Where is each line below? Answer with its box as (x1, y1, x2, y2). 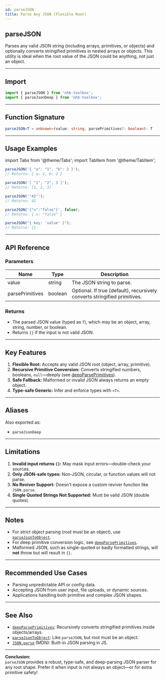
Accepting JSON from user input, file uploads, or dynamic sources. (12, 587, 148, 593)
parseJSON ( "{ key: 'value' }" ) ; (5, 220, 71, 226)
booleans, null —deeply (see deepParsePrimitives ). (12, 372, 116, 378)
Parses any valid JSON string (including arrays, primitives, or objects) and (5, 43, 155, 49)
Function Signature (5, 113, 65, 122)
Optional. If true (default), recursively (72, 287, 157, 294)
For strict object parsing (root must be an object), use (12, 529, 121, 535)
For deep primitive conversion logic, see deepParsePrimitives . (12, 540, 138, 545)
